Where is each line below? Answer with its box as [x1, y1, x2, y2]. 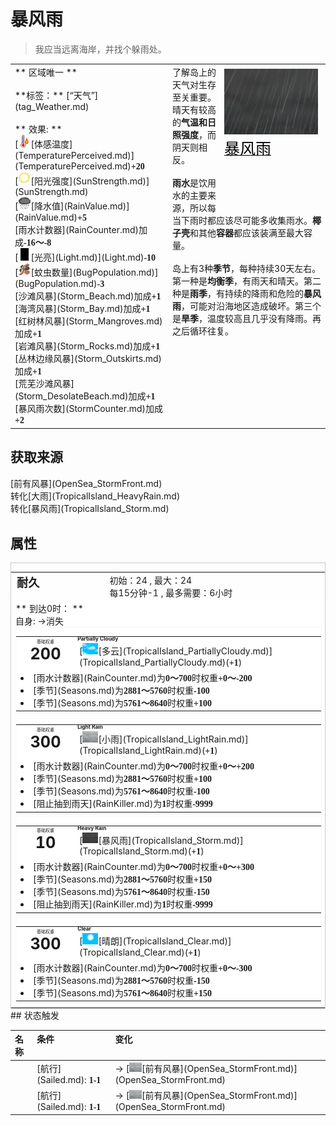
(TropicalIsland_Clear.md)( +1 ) [79, 946, 202, 958]
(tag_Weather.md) [14, 100, 90, 112]
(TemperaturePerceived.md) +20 [14, 160, 145, 172]
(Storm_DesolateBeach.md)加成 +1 [14, 390, 156, 402]
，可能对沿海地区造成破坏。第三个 [181, 300, 322, 312]
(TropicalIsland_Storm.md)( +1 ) [79, 845, 205, 857]
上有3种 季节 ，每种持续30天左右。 [180, 262, 322, 274]
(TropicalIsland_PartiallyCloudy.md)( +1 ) [79, 656, 243, 668]
